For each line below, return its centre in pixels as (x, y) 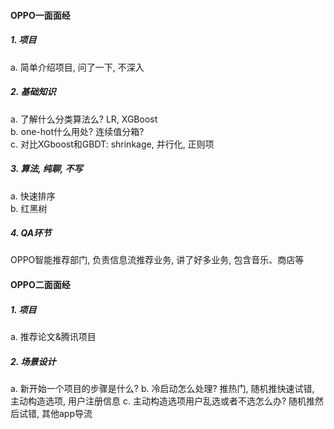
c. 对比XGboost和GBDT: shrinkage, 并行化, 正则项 (112, 144)
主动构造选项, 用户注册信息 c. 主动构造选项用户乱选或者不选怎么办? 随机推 (162, 401)
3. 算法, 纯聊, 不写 (46, 169)
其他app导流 (67, 413)
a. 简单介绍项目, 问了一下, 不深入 (77, 67)
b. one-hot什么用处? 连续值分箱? (77, 131)
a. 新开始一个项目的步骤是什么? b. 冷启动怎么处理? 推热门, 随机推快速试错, (162, 388)
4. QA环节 (31, 233)
